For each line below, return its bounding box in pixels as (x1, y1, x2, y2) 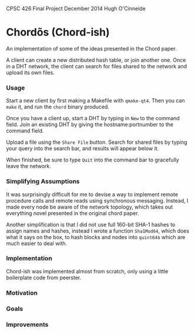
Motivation (6, 289, 38, 297)
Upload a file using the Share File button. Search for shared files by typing (6, 138, 188, 146)
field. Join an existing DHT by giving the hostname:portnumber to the (6, 121, 174, 128)
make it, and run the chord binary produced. (6, 103, 110, 111)
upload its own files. (6, 69, 55, 76)
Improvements (6, 320, 49, 329)
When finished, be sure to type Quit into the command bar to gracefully (6, 156, 179, 164)
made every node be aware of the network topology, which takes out (6, 203, 173, 210)
